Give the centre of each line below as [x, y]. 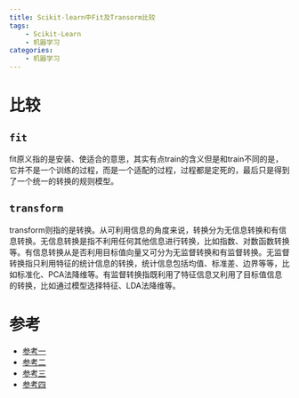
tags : [19, 26]
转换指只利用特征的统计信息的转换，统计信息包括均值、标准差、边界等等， [145, 263]
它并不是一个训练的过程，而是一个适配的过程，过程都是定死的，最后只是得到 [149, 170]
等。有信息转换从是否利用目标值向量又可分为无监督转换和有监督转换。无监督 [149, 252]
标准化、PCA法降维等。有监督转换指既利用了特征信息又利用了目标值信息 [149, 274]
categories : [31, 51]
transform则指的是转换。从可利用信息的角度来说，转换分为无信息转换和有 [144, 230]
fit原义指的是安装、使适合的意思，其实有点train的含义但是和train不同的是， [146, 159]
